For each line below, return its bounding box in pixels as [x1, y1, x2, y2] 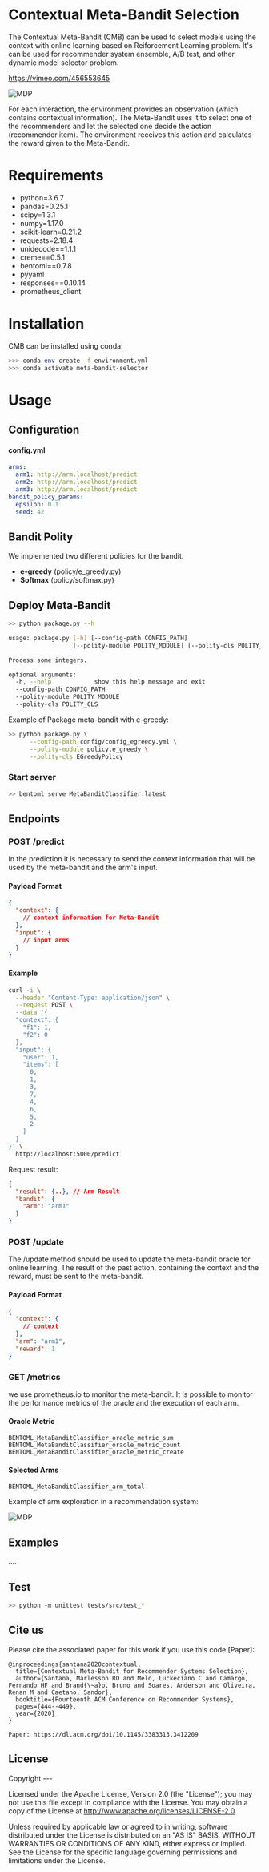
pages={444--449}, [15, 1702, 78, 1710]
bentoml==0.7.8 [19, 260, 72, 270]
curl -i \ [8, 986, 42, 994]
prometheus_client [19, 286, 82, 296]
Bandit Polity [8, 530, 74, 543]
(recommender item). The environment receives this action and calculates [8, 130, 252, 139]
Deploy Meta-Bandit [8, 599, 111, 612]
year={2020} [15, 1709, 56, 1717]
